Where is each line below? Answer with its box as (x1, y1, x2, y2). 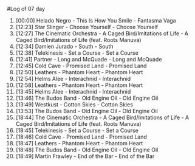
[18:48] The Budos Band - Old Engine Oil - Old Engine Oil (15, 146, 159, 153)
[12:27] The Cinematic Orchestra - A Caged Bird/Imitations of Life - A (15, 30, 189, 37)
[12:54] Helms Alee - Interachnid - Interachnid (15, 75, 131, 82)
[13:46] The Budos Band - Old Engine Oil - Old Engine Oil (15, 94, 159, 102)
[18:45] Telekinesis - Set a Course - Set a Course (15, 127, 139, 134)
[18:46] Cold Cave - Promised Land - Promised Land (15, 133, 148, 140)
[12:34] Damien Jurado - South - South (15, 43, 114, 50)
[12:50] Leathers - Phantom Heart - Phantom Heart (15, 69, 143, 75)
